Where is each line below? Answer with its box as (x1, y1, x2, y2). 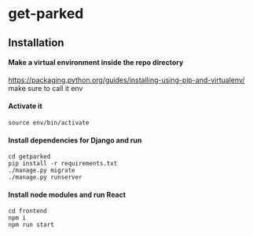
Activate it (8, 101, 43, 111)
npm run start (8, 221, 55, 229)
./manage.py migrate (8, 166, 76, 175)
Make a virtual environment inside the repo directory (8, 58, 184, 67)
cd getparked (8, 153, 51, 161)
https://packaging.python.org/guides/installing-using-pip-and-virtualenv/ (8, 75, 245, 85)
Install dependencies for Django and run (8, 135, 142, 145)
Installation (8, 36, 64, 49)
